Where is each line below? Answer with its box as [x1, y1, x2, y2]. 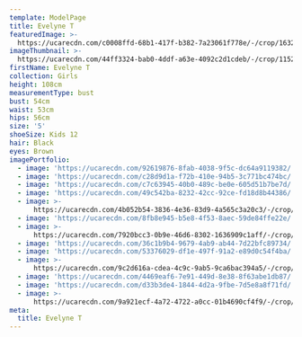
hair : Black [9, 138, 54, 147]
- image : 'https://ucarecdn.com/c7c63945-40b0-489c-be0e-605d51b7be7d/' [17, 181, 296, 190]
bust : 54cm [9, 96, 50, 106]
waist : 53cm [9, 105, 54, 114]
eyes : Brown [9, 146, 54, 155]
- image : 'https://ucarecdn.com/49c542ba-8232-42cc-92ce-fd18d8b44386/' [17, 189, 296, 198]
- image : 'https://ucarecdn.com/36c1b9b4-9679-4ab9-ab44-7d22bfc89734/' [17, 239, 296, 248]
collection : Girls [9, 72, 78, 81]
